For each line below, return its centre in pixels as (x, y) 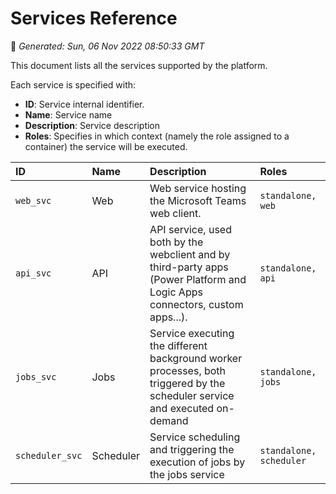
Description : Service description (92, 125)
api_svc (33, 273)
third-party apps (189, 267)
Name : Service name (68, 114)
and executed (182, 408)
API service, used (190, 229)
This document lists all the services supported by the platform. (139, 65)
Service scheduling (195, 437)
